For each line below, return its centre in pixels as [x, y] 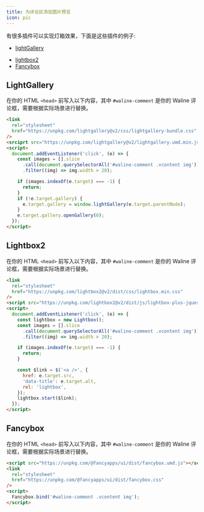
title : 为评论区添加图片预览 [39, 12]
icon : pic [19, 18]
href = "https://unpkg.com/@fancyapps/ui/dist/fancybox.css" [88, 480]
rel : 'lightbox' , [44, 387]
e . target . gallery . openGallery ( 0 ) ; [61, 216]
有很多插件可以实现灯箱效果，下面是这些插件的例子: [71, 36]
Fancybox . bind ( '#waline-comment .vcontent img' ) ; [76, 497]
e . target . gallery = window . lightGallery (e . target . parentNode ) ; [104, 204]
